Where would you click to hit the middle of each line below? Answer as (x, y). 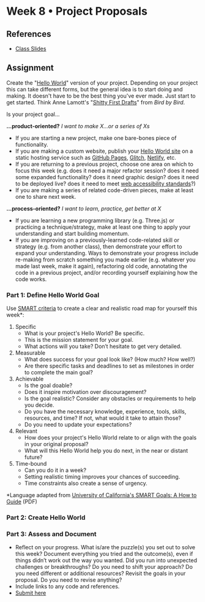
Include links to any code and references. (67, 587)
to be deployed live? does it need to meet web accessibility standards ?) (105, 183)
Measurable (30, 353)
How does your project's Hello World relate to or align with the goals (110, 438)
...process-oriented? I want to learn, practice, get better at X (84, 208)
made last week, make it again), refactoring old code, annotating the (101, 266)
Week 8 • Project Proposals (77, 11)
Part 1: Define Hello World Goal (53, 295)
